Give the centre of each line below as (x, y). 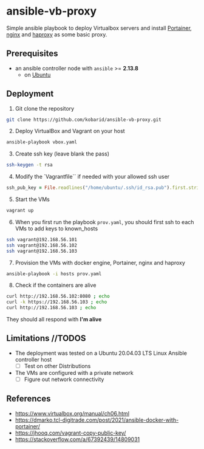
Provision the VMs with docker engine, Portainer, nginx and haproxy (100, 262)
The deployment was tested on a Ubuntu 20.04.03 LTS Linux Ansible (101, 353)
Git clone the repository (45, 108)
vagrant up (20, 211)
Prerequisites (32, 54)
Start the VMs (32, 199)
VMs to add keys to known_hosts (56, 228)
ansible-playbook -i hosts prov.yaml (54, 274)
